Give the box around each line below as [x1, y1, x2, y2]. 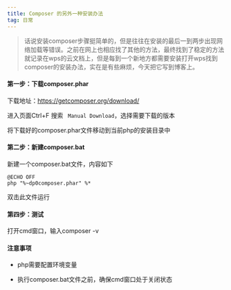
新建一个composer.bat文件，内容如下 [7, 160, 113, 168]
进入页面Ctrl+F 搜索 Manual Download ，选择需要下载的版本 [7, 111, 175, 119]
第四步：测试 [7, 210, 44, 219]
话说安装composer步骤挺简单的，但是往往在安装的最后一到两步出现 [24, 36, 217, 45]
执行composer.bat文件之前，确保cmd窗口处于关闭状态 [17, 275, 173, 284]
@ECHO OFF [7, 173, 36, 180]
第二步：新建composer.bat [7, 143, 85, 151]
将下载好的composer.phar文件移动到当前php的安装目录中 [7, 126, 171, 134]
